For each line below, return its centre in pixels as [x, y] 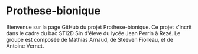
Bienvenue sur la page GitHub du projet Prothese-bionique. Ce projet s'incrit [99, 27]
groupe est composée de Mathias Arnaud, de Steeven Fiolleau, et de [90, 39]
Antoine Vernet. [25, 46]
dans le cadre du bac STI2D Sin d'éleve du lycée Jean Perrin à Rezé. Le [93, 33]
